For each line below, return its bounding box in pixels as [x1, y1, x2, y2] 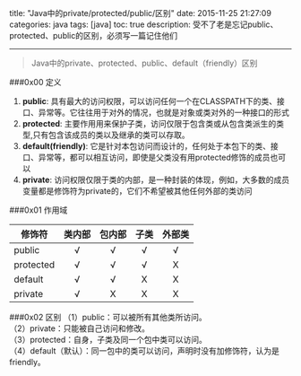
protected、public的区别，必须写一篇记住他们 [9, 31, 177, 40]
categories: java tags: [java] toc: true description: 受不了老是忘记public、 [9, 19, 279, 30]
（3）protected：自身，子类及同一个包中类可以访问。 [9, 335, 208, 345]
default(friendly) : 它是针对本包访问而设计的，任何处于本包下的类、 [21, 141, 271, 151]
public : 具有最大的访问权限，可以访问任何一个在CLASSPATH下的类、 [21, 96, 278, 106]
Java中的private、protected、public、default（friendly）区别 [30, 57, 258, 68]
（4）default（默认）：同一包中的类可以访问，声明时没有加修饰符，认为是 [9, 345, 280, 356]
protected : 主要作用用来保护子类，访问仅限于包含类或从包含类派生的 [21, 118, 277, 128]
